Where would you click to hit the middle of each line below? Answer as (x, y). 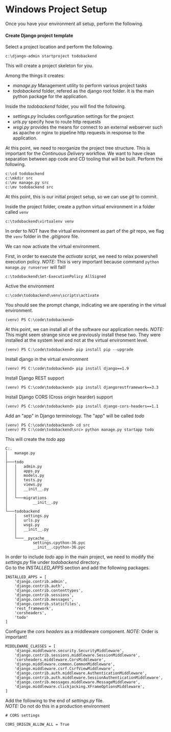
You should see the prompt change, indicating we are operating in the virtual (86, 305)
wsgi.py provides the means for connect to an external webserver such (88, 127)
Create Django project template (39, 35)
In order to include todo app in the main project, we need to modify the (80, 557)
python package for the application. (50, 96)
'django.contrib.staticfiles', (48, 604)
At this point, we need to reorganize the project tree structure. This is (78, 148)
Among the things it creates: (35, 76)
